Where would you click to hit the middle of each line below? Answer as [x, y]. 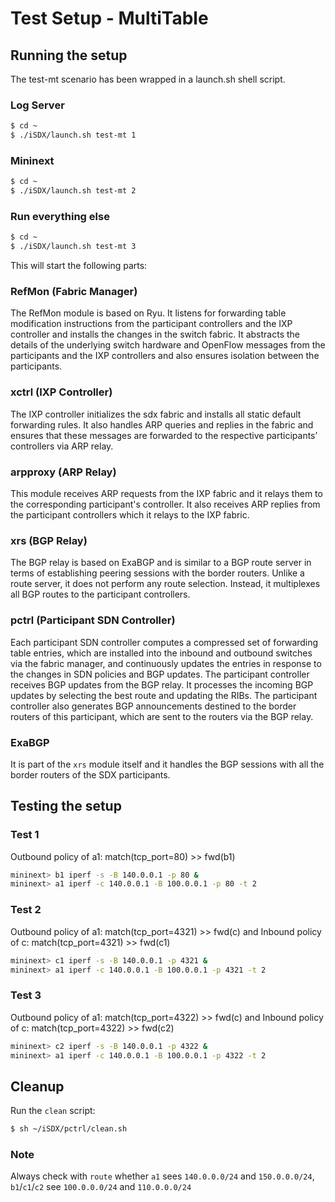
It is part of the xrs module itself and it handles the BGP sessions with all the [167, 764]
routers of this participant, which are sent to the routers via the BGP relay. [162, 716]
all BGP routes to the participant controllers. [100, 594]
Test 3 [26, 995]
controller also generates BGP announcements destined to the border [153, 706]
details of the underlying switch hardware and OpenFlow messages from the [168, 345]
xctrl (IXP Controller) [61, 392]
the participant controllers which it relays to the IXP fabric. [130, 515]
